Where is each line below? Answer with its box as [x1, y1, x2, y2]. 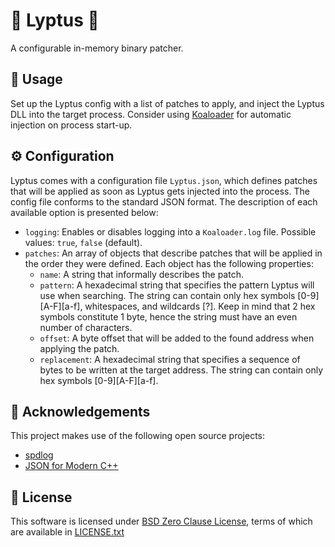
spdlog [24, 449, 54, 461]
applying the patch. [39, 342, 120, 354]
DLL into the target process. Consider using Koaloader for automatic [10, 108, 292, 120]
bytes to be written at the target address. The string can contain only [39, 364, 324, 376]
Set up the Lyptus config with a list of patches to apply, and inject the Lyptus [10, 97, 325, 109]
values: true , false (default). [24, 236, 143, 248]
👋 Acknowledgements [10, 403, 151, 420]
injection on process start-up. [10, 119, 133, 131]
